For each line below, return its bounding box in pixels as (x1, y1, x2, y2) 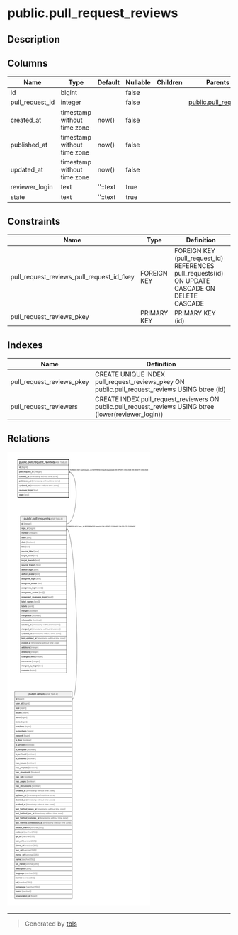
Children (157, 78, 183, 86)
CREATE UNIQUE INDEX (95, 370, 165, 379)
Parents (206, 78, 230, 86)
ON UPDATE (174, 276, 210, 285)
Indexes (7, 339, 44, 351)
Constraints (7, 215, 61, 228)
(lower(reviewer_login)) (95, 410, 164, 419)
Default (97, 78, 120, 86)
